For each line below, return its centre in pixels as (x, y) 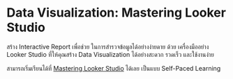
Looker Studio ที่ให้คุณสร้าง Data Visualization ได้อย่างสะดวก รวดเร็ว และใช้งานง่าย (110, 54)
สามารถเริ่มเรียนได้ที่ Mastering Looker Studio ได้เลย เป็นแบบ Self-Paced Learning (114, 68)
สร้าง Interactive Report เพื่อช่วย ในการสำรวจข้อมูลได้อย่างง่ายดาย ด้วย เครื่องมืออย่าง (108, 46)
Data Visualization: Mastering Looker (116, 13)
